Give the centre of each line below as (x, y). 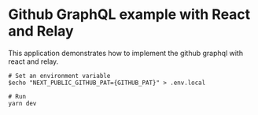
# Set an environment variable (59, 76)
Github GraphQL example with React (129, 15)
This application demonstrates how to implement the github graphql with (126, 53)
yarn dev (22, 103)
